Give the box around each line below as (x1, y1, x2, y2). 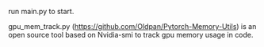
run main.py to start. (8, 7, 75, 16)
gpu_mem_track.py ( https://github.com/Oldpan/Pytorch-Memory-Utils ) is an (8, 22, 257, 31)
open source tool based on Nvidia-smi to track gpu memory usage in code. (8, 31, 254, 39)
